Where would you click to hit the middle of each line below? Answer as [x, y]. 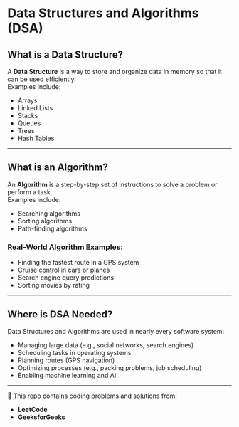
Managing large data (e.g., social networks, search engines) [106, 345]
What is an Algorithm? [58, 168]
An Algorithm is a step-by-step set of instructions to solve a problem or [113, 184]
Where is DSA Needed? [60, 314]
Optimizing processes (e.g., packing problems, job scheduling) [110, 367]
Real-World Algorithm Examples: [65, 247]
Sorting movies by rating [54, 285]
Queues [29, 123]
